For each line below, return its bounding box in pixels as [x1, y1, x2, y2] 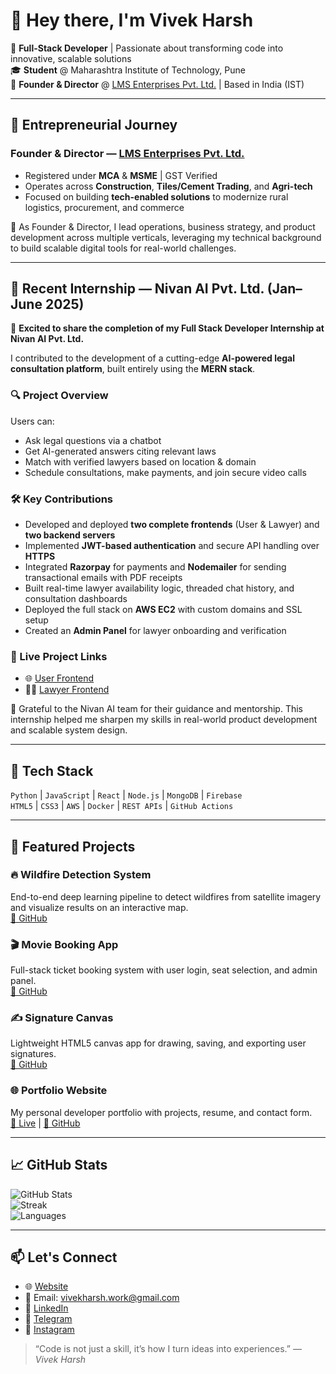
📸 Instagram [24, 1324, 75, 1336]
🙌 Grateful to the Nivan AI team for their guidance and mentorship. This [10, 703, 303, 715]
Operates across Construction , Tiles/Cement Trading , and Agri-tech [24, 180, 313, 192]
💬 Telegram [24, 1313, 73, 1325]
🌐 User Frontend [24, 672, 95, 684]
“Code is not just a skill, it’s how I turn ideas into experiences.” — [34, 1343, 302, 1355]
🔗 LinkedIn [24, 1302, 69, 1314]
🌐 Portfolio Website [10, 1084, 108, 1098]
